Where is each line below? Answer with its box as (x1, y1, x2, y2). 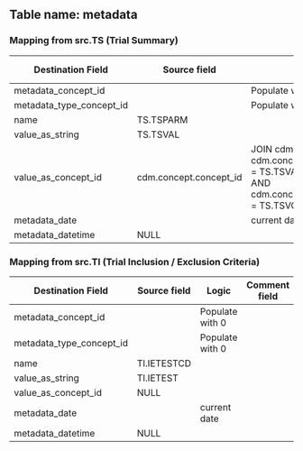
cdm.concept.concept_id (136, 170, 243, 183)
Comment (246, 279, 290, 291)
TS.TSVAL (136, 128, 180, 141)
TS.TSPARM (136, 113, 188, 125)
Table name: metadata (9, 7, 138, 23)
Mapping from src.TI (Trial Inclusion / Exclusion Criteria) (9, 255, 260, 268)
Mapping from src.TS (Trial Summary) (9, 34, 179, 47)
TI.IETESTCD (136, 356, 192, 369)
